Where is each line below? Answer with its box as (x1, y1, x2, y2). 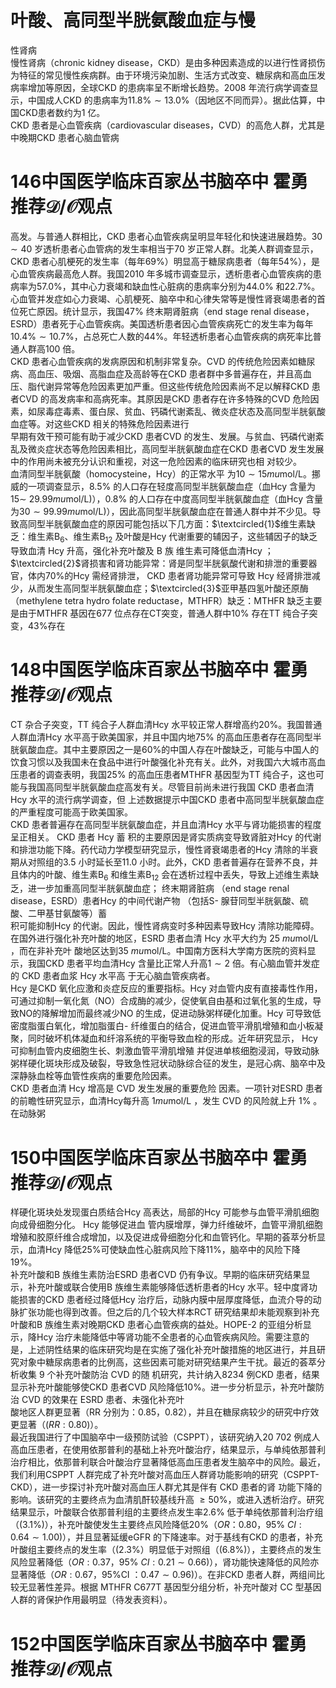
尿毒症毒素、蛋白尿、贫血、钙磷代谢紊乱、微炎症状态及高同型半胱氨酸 (36, 405, 326, 417)
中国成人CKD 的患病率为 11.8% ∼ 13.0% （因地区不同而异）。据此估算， (27, 94, 317, 106)
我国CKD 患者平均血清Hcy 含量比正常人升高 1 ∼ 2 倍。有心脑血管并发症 (27, 957, 320, 970)
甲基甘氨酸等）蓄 (36, 907, 107, 920)
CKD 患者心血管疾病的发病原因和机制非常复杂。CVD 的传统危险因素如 (10, 355, 298, 367)
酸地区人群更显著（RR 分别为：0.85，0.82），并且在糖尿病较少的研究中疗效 (10, 1406, 320, 1418)
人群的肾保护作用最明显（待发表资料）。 (10, 1594, 173, 1606)
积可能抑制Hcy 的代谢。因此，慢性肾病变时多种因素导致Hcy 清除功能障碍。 (10, 920, 320, 932)
